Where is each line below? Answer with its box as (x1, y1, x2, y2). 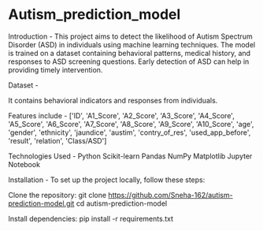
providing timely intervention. (8, 65, 103, 74)
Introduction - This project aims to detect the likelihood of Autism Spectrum (8, 32, 254, 41)
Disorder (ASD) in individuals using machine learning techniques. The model (8, 39, 256, 49)
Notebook (8, 159, 41, 169)
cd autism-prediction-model (76, 199, 168, 208)
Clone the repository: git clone (8, 190, 107, 199)
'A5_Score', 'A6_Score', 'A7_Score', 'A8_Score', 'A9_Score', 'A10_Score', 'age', (8, 119, 254, 129)
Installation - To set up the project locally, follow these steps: (8, 175, 206, 184)
